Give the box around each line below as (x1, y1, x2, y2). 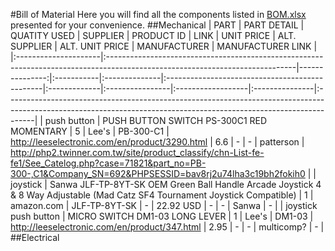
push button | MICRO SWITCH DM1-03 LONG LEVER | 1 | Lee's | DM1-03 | (10, 210, 314, 222)
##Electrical (10, 232, 60, 243)
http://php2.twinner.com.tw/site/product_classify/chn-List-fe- (10, 147, 265, 158)
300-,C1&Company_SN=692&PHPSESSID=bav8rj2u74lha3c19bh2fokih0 (10, 168, 306, 179)
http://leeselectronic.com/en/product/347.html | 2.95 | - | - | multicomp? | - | (10, 221, 325, 233)
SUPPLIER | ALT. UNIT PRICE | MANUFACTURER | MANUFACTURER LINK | (10, 40, 318, 52)
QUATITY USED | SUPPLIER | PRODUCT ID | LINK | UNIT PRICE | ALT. (10, 30, 297, 41)
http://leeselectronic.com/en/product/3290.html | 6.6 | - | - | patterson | (10, 136, 305, 148)
